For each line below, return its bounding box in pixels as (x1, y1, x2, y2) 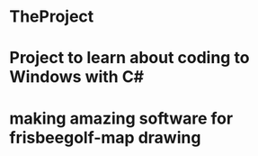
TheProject (9, 6, 94, 27)
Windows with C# (9, 67, 145, 87)
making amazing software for (9, 108, 234, 128)
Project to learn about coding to (9, 48, 250, 69)
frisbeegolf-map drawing (9, 127, 201, 148)
